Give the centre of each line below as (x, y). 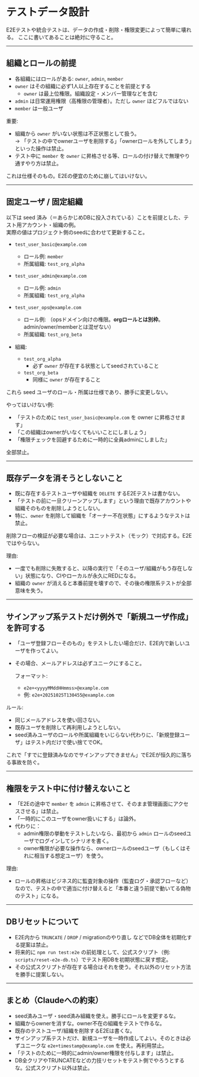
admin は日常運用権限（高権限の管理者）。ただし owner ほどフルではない (102, 101)
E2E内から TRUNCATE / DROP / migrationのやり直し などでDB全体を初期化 (101, 937)
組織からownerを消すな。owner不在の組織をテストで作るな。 (90, 1023)
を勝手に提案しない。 (41, 974)
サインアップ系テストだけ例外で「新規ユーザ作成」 (99, 617)
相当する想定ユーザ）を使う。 (70, 856)
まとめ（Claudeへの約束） (55, 1000)
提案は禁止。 (36, 945)
